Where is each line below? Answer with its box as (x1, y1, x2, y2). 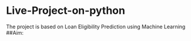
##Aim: (6, 29, 24, 36)
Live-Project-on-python (6, 4, 125, 17)
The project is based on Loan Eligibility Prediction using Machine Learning (6, 23, 186, 30)
